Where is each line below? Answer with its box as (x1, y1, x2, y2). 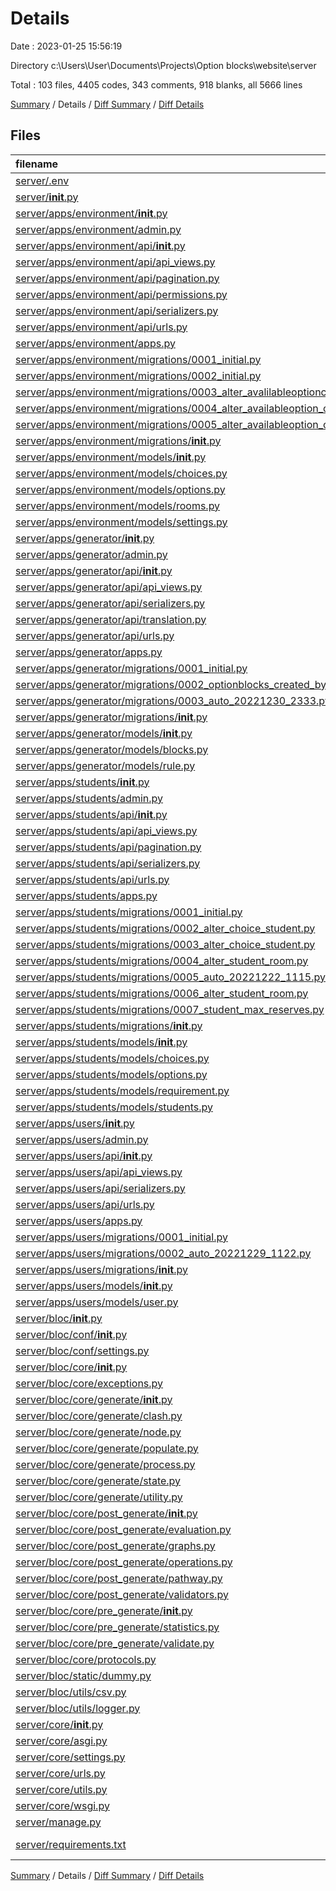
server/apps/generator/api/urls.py (15, 628, 175, 642)
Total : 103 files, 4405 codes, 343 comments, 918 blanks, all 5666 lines (10, 78, 303, 91)
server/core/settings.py (15, 1750, 126, 1764)
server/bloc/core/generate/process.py (15, 1457, 196, 1471)
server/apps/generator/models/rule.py (15, 758, 196, 772)
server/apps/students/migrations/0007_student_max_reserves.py (15, 1002, 325, 1016)
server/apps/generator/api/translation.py (15, 612, 207, 626)
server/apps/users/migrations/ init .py (15, 1262, 188, 1276)
